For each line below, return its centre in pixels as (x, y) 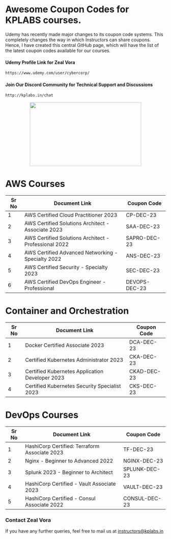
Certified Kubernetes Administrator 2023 (74, 360)
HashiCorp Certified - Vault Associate (70, 483)
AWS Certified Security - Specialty (66, 267)
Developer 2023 (45, 378)
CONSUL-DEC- (142, 498)
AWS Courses (35, 184)
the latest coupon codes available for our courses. (58, 50)
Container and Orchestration (67, 311)
